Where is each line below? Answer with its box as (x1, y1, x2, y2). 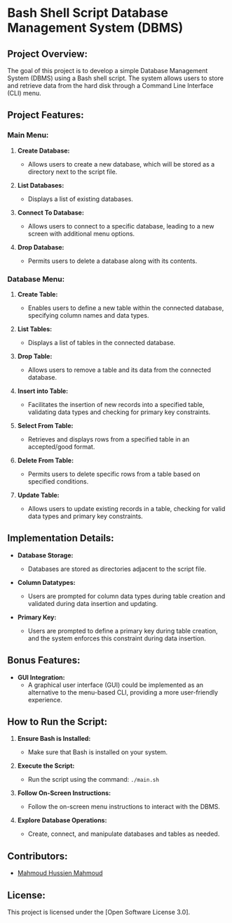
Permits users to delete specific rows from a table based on (27, 470, 201, 478)
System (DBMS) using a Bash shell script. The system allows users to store (7, 74, 224, 82)
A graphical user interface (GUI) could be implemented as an (27, 680, 204, 689)
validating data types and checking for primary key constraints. (27, 408, 211, 416)
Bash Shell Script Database (7, 5, 168, 21)
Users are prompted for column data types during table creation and (27, 592, 226, 600)
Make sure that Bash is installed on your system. (27, 748, 168, 756)
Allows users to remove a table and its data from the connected (27, 366, 212, 374)
